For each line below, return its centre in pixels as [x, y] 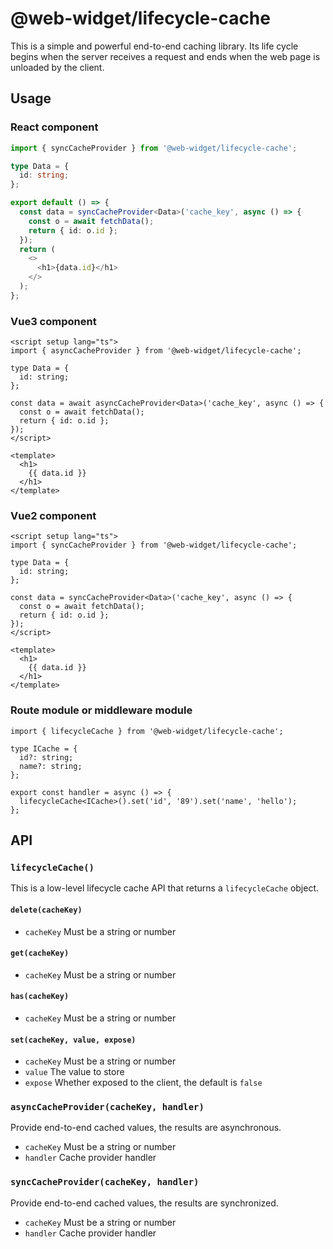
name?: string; [51, 766]
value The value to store [74, 1072]
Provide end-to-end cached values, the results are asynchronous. [146, 1128]
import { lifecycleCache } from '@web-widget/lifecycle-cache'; [147, 731]
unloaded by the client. [57, 67]
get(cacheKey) [40, 953]
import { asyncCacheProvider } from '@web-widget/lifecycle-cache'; [156, 351]
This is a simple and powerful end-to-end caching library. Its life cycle [154, 46]
